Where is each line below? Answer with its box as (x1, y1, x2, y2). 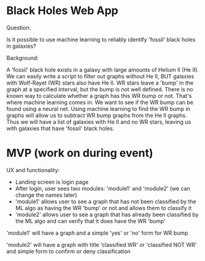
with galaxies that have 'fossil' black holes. (6, 124, 115, 132)
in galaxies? (6, 42, 37, 50)
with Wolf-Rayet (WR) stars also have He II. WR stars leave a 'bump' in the (6, 79, 194, 86)
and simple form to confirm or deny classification (6, 248, 131, 255)
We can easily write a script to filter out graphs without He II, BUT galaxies (6, 72, 195, 80)
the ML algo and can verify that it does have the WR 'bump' (15, 217, 166, 224)
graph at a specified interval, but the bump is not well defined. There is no (6, 85, 193, 93)
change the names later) (15, 191, 77, 199)
